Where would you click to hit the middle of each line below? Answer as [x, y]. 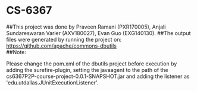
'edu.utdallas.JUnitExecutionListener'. [52, 82]
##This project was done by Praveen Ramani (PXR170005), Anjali [86, 27]
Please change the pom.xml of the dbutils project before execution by [92, 64]
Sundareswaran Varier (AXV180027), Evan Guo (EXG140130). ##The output [98, 33]
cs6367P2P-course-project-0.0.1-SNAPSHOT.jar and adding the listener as [98, 76]
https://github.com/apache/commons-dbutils [62, 46]
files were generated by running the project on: [64, 39]
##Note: [16, 52]
